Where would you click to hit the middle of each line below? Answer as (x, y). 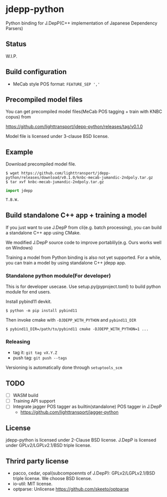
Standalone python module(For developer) (58, 275)
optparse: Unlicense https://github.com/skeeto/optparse (71, 489)
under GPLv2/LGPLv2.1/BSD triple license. (49, 445)
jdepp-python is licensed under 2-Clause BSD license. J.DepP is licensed (81, 440)
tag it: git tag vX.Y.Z (35, 352)
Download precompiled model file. (41, 164)
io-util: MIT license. (33, 483)
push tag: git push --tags (40, 358)
